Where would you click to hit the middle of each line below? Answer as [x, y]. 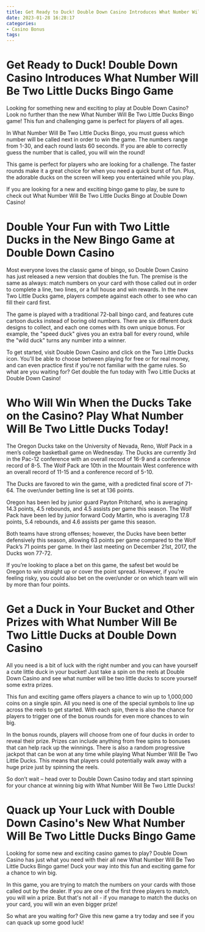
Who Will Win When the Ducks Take [99, 403]
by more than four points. [38, 584]
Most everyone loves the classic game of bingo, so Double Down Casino [97, 270]
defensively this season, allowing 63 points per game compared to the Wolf [101, 540]
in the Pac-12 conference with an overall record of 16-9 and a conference [99, 459]
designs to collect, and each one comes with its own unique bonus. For [96, 327]
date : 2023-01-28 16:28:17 [41, 18]
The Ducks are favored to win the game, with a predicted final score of [95, 484]
